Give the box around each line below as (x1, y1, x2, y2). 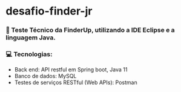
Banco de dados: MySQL (14, 73, 77, 80)
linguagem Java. (5, 33, 56, 42)
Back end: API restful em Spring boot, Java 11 (14, 66, 128, 73)
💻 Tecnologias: (5, 50, 53, 59)
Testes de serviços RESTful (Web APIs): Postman (14, 79, 137, 86)
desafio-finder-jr (5, 4, 93, 18)
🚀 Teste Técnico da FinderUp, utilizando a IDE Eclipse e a (5, 26, 175, 34)
